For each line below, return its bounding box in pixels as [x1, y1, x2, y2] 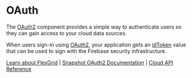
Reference [6, 65, 32, 72]
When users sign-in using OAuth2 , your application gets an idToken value [6, 41, 186, 48]
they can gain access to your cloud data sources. [6, 29, 127, 36]
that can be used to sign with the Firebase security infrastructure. [6, 47, 167, 54]
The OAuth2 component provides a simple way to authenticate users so [6, 23, 182, 30]
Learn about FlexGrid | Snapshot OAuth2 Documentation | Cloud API [6, 59, 174, 66]
